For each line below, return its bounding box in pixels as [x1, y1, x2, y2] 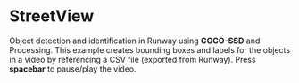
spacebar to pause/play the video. [9, 64, 137, 74]
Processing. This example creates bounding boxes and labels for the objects [9, 44, 291, 55]
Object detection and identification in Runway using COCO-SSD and [9, 35, 261, 46]
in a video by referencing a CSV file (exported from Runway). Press [9, 54, 256, 64]
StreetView [9, 6, 95, 26]
